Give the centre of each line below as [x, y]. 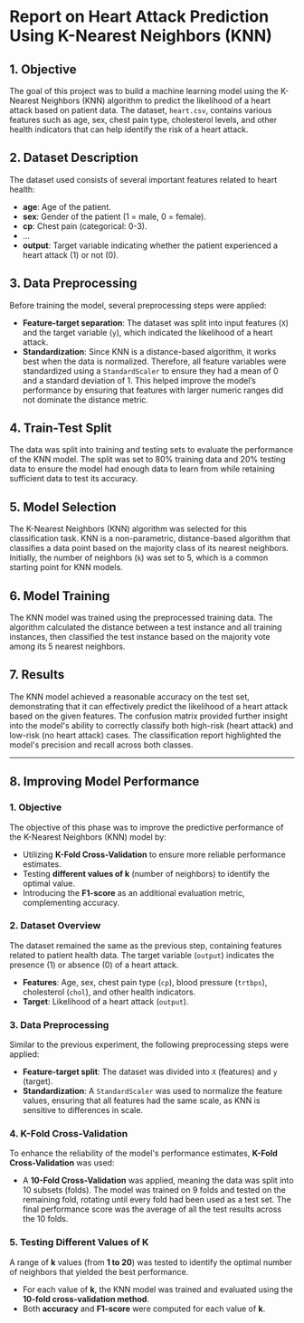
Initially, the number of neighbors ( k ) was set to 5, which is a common [139, 557]
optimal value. [48, 883]
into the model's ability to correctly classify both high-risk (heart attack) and [152, 725]
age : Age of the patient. [66, 206]
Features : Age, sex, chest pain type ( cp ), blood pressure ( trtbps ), [145, 982]
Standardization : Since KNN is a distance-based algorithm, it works [149, 351]
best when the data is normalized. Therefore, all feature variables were [154, 361]
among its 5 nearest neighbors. [67, 647]
